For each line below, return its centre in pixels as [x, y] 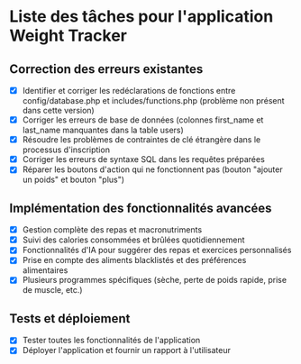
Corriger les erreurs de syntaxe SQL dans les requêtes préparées [144, 159]
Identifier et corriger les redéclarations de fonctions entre [129, 91]
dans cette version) [58, 111]
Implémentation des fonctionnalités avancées [141, 208]
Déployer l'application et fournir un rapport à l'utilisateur [127, 350]
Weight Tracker [68, 36]
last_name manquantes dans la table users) [103, 130]
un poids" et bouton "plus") [73, 180]
